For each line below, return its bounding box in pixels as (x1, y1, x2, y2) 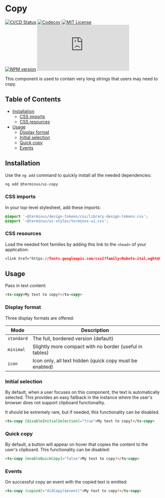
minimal (7, 347, 26, 352)
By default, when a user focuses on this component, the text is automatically (5, 389, 160, 395)
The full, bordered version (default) (32, 335, 114, 342)
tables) (32, 349, 49, 356)
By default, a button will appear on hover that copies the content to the (5, 441, 148, 447)
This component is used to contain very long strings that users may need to (5, 76, 158, 82)
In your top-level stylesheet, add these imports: (5, 205, 101, 210)
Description (81, 326, 109, 333)
